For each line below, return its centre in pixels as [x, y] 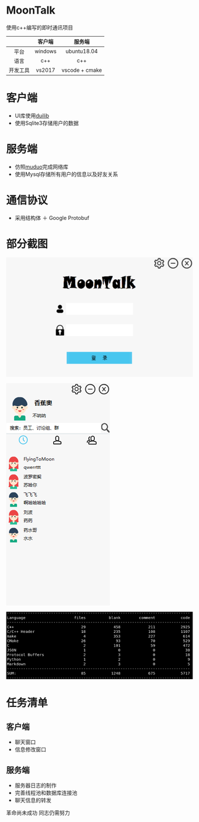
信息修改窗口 [30, 750]
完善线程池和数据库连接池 [46, 792]
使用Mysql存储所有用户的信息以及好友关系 [66, 174]
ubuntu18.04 [82, 52]
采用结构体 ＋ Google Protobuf [52, 218]
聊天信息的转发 [33, 800]
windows [46, 52]
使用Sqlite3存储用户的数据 [46, 123]
